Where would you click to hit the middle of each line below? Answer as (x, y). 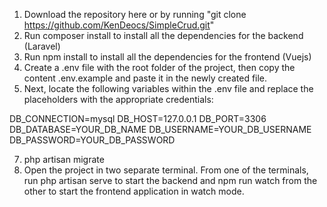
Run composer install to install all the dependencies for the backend (163, 35)
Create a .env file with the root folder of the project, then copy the (159, 67)
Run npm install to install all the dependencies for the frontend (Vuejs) (167, 57)
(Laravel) (42, 46)
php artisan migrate (64, 159)
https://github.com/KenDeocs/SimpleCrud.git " (119, 25)
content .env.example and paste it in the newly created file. (145, 78)
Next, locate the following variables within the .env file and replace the (168, 88)
